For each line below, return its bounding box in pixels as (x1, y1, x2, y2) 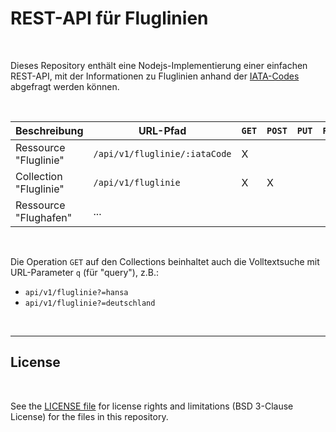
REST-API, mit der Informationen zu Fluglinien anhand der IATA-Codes (10, 70, 300, 82)
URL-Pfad (138, 123, 187, 137)
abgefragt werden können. (10, 80, 120, 92)
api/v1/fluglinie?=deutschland (24, 298, 156, 308)
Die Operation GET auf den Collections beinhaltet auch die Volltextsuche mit (10, 255, 320, 267)
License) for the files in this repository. (10, 410, 169, 422)
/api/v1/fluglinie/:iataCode (93, 148, 232, 159)
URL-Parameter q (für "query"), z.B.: (10, 266, 159, 278)
